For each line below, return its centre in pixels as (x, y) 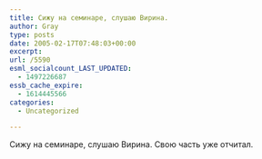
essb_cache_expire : (46, 85)
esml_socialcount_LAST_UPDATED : (71, 69)
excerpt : (26, 52)
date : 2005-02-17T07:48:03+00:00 (73, 43)
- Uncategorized (48, 111)
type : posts (32, 35)
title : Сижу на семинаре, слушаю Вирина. (89, 18)
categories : (32, 102)
